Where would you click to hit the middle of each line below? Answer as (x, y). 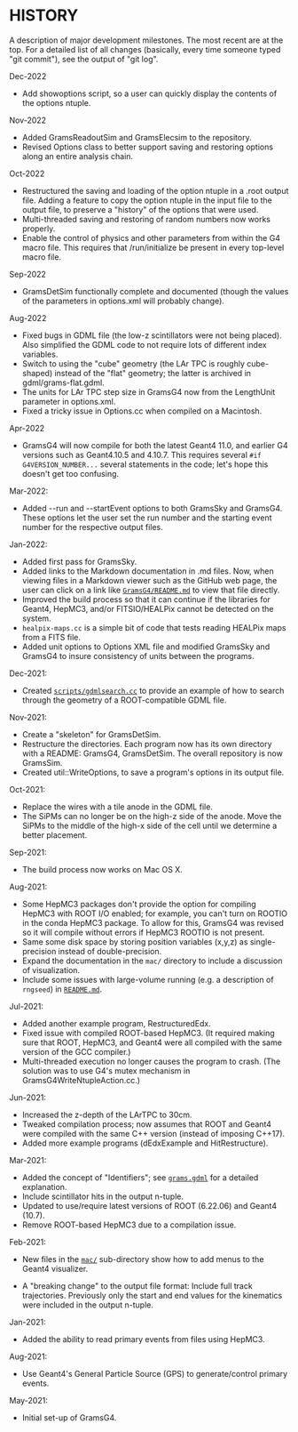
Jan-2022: (28, 544)
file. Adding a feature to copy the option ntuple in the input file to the (147, 200)
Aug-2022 (28, 318)
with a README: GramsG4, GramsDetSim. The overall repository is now (153, 753)
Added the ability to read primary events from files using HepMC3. (143, 1339)
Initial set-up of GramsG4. (69, 1417)
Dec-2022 (28, 76)
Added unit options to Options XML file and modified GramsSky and (146, 647)
